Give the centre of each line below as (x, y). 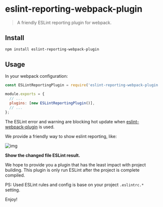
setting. (13, 190)
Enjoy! (11, 199)
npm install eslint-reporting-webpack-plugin (52, 49)
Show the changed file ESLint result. (43, 155)
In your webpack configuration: (37, 76)
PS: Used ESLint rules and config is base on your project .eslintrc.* (74, 184)
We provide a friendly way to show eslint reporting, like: (61, 136)
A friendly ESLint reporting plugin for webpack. (64, 23)
